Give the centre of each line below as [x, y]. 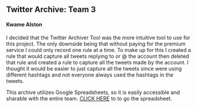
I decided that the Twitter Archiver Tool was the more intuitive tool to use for [98, 37]
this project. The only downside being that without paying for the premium [96, 44]
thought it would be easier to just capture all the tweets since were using [94, 68]
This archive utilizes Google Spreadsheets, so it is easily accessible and [93, 92]
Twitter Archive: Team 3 [51, 10]
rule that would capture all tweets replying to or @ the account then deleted [98, 56]
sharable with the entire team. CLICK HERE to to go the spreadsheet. [89, 98]
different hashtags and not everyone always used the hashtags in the [90, 75]
